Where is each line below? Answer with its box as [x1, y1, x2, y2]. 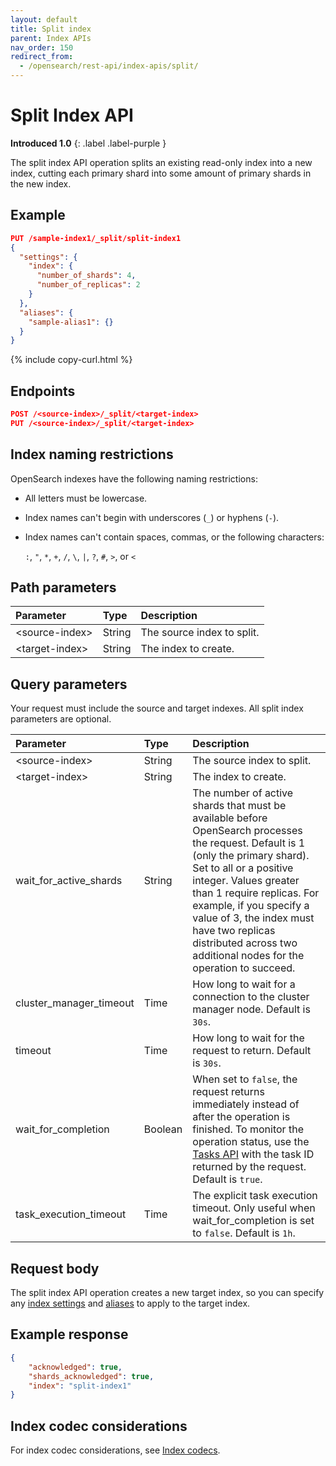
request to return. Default [192, 1044, 312, 1058]
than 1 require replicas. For [192, 886, 320, 900]
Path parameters [10, 579, 117, 596]
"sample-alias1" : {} [28, 317, 114, 327]
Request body [10, 1260, 100, 1277]
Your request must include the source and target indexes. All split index [10, 702, 304, 715]
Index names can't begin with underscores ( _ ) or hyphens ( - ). [24, 511, 280, 523]
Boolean [143, 1122, 183, 1136]
